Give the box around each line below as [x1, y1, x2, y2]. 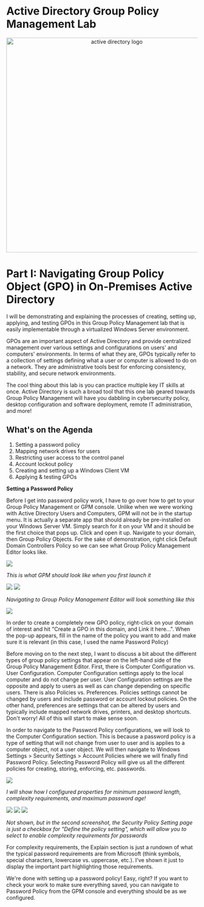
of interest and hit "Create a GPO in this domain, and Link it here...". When [6, 625, 191, 633]
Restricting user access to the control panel [15, 453, 124, 461]
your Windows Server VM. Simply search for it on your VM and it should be [6, 522, 194, 529]
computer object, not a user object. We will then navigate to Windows [6, 746, 180, 753]
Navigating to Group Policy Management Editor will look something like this [6, 596, 195, 603]
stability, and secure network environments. [6, 369, 117, 377]
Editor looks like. [6, 548, 47, 555]
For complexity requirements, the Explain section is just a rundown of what [6, 843, 193, 851]
